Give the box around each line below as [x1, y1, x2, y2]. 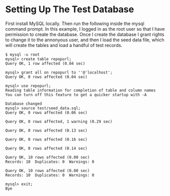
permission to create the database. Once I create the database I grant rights [5, 31, 164, 37]
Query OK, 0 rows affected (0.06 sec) [5, 110, 88, 115]
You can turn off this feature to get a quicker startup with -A [5, 92, 147, 97]
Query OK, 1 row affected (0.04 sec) [5, 61, 86, 66]
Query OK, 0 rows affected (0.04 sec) [5, 74, 88, 80]
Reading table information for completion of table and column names [5, 88, 156, 93]
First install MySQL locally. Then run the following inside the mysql [5, 20, 145, 27]
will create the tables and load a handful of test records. [5, 42, 123, 48]
